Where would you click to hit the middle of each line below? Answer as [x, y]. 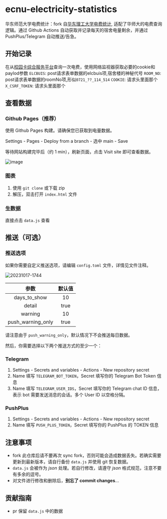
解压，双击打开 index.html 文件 [45, 194]
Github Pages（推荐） [32, 119]
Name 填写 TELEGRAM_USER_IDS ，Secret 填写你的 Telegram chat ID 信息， [87, 389]
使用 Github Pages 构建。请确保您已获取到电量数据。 [60, 131]
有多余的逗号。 [28, 474]
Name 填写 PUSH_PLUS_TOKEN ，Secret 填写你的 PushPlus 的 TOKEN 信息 [86, 425]
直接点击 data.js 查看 [28, 220]
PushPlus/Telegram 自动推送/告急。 [42, 36]
